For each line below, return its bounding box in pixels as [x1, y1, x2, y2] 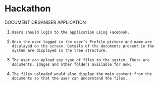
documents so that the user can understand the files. [11, 76, 128, 81]
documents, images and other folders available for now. [11, 62, 132, 67]
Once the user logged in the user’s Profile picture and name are [11, 39, 152, 44]
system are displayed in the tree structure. [11, 48, 107, 53]
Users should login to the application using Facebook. [11, 30, 130, 35]
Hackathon [4, 3, 51, 14]
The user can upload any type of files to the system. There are [11, 57, 150, 62]
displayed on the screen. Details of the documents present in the [11, 43, 154, 48]
